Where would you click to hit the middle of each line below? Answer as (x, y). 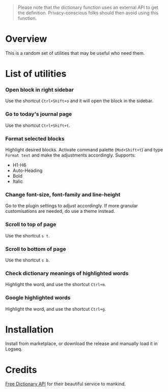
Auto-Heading (27, 170)
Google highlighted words (38, 298)
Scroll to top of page (31, 225)
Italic (18, 182)
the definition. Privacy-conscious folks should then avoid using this (88, 13)
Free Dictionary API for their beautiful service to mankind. (66, 384)
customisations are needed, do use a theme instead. (60, 211)
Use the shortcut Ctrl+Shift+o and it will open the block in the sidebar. (79, 101)
